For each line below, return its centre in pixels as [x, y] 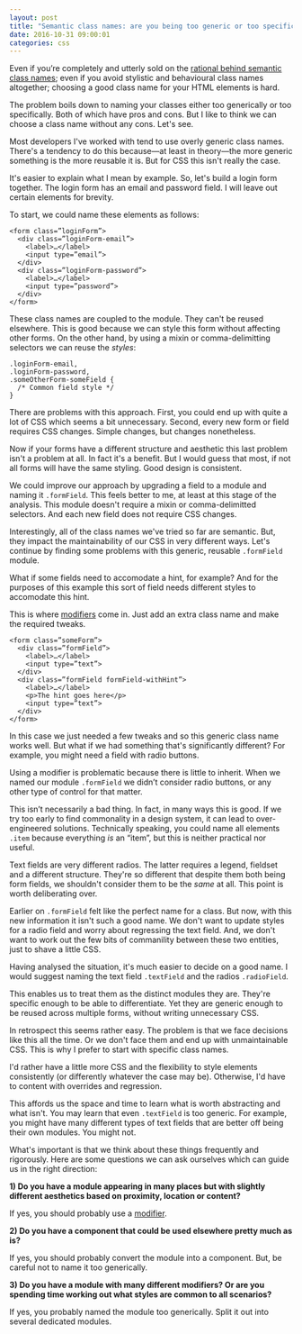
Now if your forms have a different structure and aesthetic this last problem [148, 449]
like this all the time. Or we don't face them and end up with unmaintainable [149, 1040]
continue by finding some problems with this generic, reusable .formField [146, 551]
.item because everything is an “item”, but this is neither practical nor [138, 838]
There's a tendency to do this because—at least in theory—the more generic [151, 151]
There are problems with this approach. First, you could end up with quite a [148, 413]
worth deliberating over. [53, 894]
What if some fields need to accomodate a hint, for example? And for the [144, 578]
